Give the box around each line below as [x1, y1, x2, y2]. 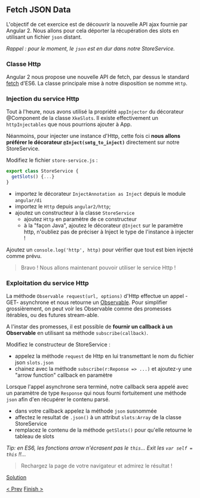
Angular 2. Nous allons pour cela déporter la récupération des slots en [6, 27, 179, 34]
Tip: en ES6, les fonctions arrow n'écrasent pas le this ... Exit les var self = [6, 444, 193, 451]
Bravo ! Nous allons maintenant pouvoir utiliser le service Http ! [20, 264, 176, 271]
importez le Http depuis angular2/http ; [14, 203, 111, 210]
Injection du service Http [6, 95, 79, 103]
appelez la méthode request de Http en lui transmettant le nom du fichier [14, 352, 194, 360]
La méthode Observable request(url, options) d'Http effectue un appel [6, 293, 184, 300]
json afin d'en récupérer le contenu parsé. [6, 396, 110, 403]
